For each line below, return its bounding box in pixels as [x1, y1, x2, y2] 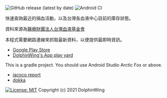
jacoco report [12, 72, 41, 78]
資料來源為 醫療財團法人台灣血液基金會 [5, 26, 85, 32]
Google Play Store [12, 47, 50, 53]
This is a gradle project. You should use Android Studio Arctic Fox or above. [5, 62, 162, 68]
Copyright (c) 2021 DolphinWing [38, 87, 105, 93]
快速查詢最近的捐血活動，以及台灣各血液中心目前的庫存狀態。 [5, 15, 134, 21]
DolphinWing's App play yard [12, 52, 73, 58]
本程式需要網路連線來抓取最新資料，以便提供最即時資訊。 [5, 37, 125, 42]
